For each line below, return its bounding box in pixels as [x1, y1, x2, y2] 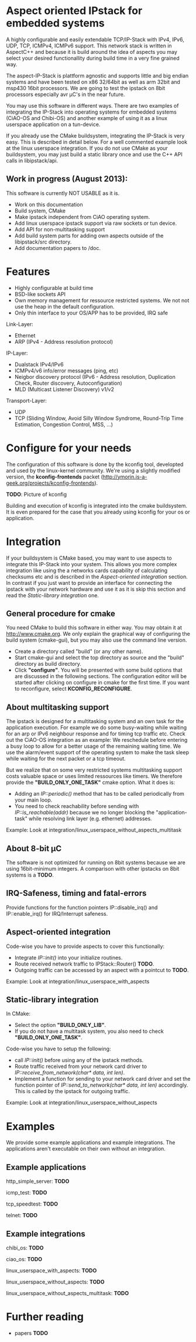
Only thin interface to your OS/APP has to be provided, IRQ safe [14, 309, 169, 316]
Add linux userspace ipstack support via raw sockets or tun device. [14, 220, 177, 227]
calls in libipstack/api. [6, 157, 59, 164]
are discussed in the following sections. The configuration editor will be [14, 673, 187, 680]
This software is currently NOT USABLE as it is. [6, 189, 120, 197]
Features [6, 265, 50, 278]
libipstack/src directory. [14, 238, 72, 245]
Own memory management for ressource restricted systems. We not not [14, 297, 190, 304]
